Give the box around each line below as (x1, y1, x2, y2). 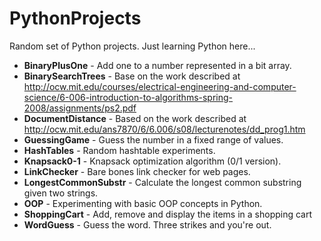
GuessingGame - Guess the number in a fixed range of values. (23, 133, 284, 146)
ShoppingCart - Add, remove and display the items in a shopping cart (23, 208, 313, 220)
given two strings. (23, 187, 99, 199)
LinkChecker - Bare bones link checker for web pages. (23, 165, 251, 177)
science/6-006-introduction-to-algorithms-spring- (23, 91, 234, 103)
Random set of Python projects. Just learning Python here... (9, 40, 256, 52)
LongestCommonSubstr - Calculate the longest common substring (23, 176, 302, 188)
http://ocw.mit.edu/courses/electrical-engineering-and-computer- (23, 80, 297, 92)
